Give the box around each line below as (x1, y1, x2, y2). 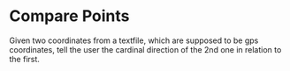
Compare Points (9, 6, 130, 26)
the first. (9, 53, 40, 64)
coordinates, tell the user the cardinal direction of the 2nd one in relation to (9, 44, 282, 54)
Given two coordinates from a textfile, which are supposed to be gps (9, 35, 259, 46)
